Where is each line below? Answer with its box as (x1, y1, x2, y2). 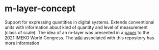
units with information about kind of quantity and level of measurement (4, 24, 148, 30)
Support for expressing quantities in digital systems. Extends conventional (4, 19, 155, 25)
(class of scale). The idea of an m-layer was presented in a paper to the (4, 29, 150, 35)
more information (4, 40, 40, 46)
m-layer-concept (4, 3, 76, 14)
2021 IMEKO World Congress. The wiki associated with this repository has (4, 35, 154, 41)
